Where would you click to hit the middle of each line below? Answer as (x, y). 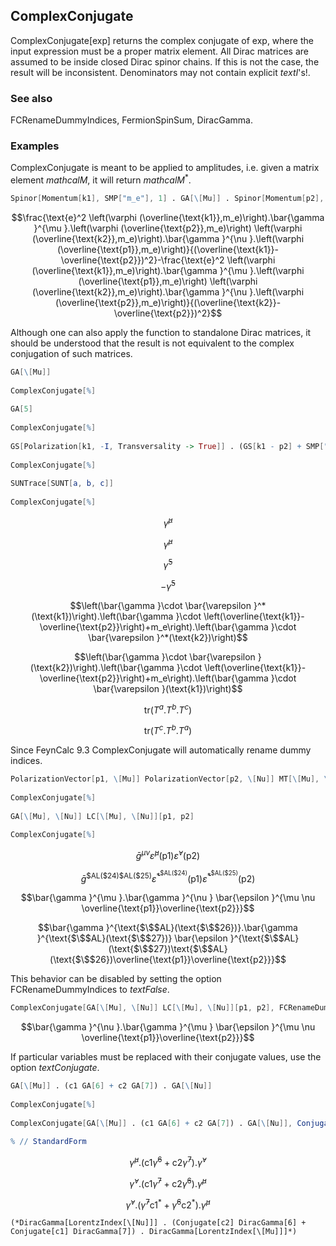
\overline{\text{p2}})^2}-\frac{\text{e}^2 (142, 260)
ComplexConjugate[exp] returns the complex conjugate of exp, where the (162, 40)
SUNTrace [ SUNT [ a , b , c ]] (62, 484)
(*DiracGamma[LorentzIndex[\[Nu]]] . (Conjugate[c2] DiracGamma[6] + (158, 1223)
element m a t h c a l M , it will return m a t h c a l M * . (101, 179)
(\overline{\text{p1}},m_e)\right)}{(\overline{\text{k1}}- (168, 249)
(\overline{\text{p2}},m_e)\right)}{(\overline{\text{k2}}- (168, 302)
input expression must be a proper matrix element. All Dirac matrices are (159, 51)
